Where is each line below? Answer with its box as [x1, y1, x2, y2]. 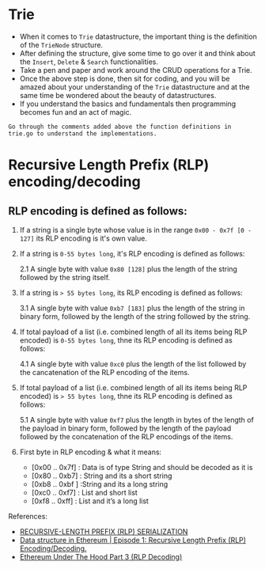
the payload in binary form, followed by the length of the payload [19, 423, 232, 433]
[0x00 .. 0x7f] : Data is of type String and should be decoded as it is [31, 462, 253, 472]
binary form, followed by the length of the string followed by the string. [19, 311, 251, 321]
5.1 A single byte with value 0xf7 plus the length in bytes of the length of [19, 415, 255, 424]
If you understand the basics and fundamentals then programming [19, 99, 237, 108]
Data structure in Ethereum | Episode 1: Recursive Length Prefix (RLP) [19, 535, 247, 544]
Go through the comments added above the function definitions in [8, 123, 232, 131]
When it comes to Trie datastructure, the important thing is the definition [19, 32, 257, 41]
